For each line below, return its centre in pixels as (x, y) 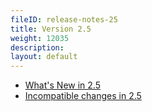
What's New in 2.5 (62, 85)
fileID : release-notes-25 (64, 19)
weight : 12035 (40, 38)
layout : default (44, 57)
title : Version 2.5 (51, 29)
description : (37, 47)
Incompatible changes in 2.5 (83, 96)
